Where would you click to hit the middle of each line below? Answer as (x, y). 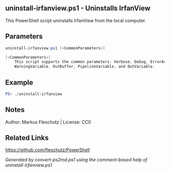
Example (19, 82)
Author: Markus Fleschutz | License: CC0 (48, 122)
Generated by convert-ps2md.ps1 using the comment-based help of (76, 160)
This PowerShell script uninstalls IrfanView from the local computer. (76, 20)
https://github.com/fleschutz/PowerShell (48, 150)
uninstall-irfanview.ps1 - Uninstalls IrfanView (78, 8)
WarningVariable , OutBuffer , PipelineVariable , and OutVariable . (85, 67)
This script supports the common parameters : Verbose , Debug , (81, 62)
